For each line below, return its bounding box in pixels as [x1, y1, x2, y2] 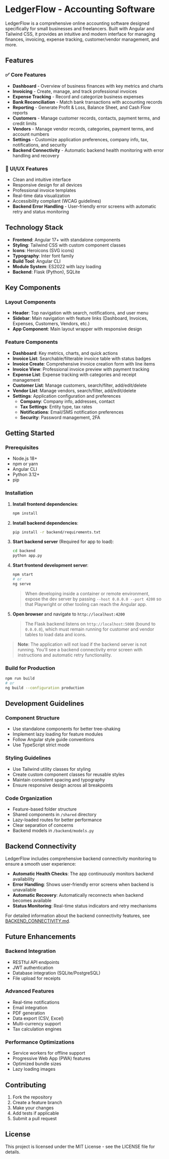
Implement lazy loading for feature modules [12, 731, 103, 737]
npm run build [5, 676, 35, 681]
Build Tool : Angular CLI [12, 258, 61, 264]
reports [12, 109, 28, 115]
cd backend [12, 548, 36, 554]
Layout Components [5, 298, 56, 306]
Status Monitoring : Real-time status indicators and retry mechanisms [12, 902, 157, 908]
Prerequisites [5, 444, 39, 451]
